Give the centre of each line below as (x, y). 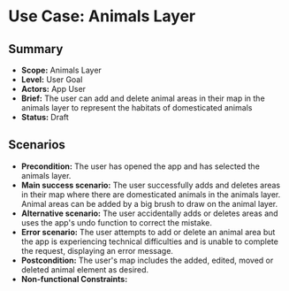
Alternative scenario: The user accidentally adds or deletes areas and (150, 213)
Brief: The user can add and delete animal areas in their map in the (143, 98)
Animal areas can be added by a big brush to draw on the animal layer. (149, 203)
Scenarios (37, 145)
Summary (36, 49)
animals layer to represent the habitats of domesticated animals (137, 107)
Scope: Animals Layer (61, 70)
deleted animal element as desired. (85, 269)
